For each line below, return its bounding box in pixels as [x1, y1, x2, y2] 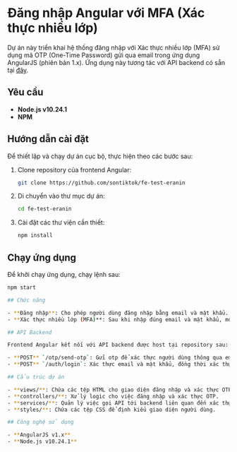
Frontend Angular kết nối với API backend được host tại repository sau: [7, 341, 229, 349]
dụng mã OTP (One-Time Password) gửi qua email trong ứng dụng [7, 51, 200, 59]
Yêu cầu [7, 86, 44, 98]
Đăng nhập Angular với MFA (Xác [7, 5, 205, 21]
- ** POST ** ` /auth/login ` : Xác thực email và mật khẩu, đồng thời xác [7, 361, 219, 368]
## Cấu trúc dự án [7, 374, 65, 381]
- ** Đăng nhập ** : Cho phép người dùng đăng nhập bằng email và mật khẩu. [7, 309, 229, 316]
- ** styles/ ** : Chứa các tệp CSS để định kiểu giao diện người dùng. [7, 406, 217, 413]
